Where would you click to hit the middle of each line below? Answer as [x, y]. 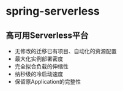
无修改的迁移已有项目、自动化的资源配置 [65, 51]
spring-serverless [53, 11]
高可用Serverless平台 [47, 35]
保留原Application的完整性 [48, 82]
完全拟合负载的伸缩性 [41, 66]
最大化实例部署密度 [39, 59]
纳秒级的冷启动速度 [39, 74]
